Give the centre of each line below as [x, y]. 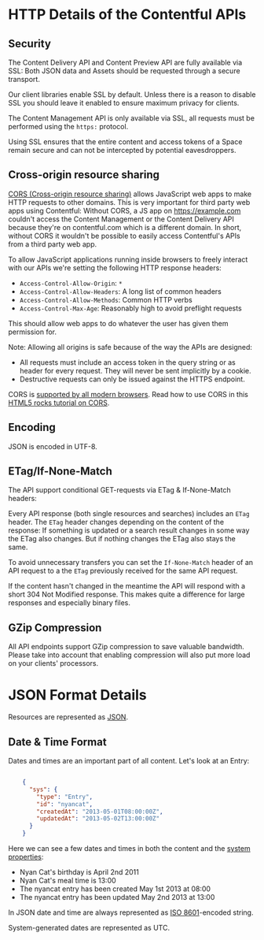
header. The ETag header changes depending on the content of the [116, 522]
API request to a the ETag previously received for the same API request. [123, 571]
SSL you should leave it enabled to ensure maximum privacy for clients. [124, 103]
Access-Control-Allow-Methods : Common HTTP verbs [106, 299]
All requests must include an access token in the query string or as [127, 362]
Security [29, 44]
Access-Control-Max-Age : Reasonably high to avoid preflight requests [130, 308]
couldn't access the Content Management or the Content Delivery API [121, 219]
